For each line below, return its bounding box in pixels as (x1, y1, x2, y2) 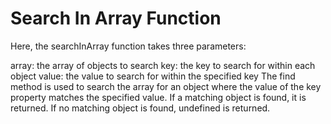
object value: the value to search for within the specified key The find (10, 70, 296, 82)
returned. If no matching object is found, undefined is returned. (10, 102, 271, 114)
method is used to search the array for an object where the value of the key (10, 80, 322, 92)
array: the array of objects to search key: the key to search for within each (10, 59, 316, 71)
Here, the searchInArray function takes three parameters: (10, 40, 247, 52)
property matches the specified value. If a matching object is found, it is (10, 91, 307, 103)
